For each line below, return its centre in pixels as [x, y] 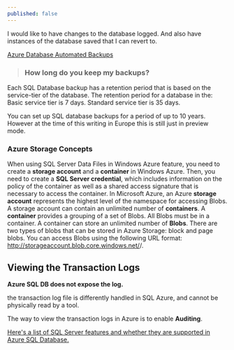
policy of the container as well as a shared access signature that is [103, 186]
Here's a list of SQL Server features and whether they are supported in [109, 333]
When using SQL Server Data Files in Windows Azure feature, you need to [114, 164]
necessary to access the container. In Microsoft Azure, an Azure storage [112, 194]
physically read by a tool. [43, 305]
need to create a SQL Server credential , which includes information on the [115, 179]
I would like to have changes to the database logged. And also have [104, 33]
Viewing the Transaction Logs [74, 267]
